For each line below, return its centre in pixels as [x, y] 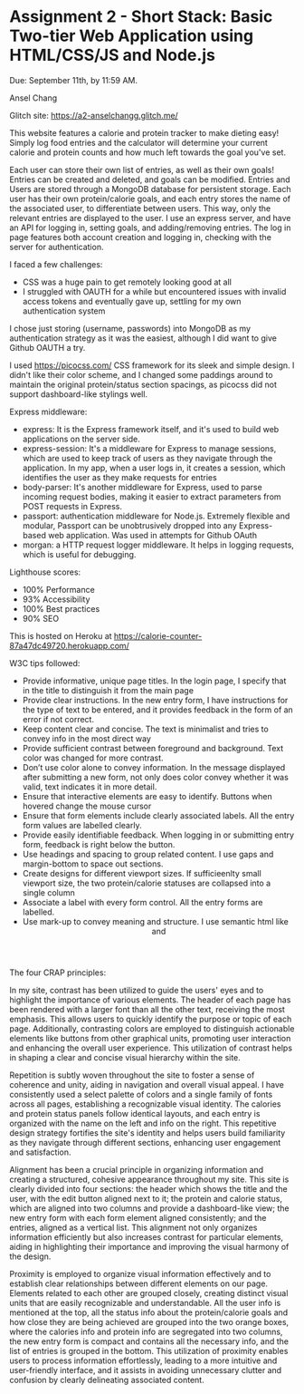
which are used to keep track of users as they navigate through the [147, 458]
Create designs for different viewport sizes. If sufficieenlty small [142, 873]
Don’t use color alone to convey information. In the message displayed [154, 767]
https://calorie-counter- [158, 635]
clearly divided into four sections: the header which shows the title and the [148, 1188]
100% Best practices [61, 608]
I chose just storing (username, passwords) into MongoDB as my [130, 328]
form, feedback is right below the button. [99, 844]
